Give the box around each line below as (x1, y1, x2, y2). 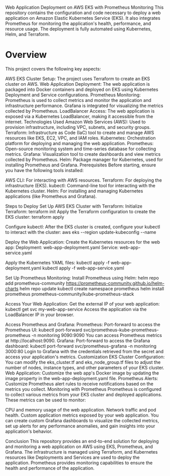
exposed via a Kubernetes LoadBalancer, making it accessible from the (5, 113, 153, 119)
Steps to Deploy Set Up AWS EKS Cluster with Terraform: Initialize (5, 203, 143, 209)
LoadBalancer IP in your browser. (5, 312, 74, 318)
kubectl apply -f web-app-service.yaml (42, 265, 124, 271)
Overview (5, 49, 47, 60)
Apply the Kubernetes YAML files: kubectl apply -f (5, 259, 110, 265)
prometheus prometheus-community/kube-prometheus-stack (5, 291, 134, 297)
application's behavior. (5, 428, 53, 434)
